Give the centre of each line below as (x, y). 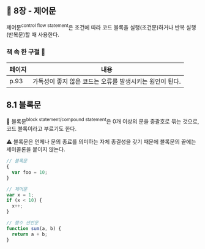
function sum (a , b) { (34, 228)
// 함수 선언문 (22, 223)
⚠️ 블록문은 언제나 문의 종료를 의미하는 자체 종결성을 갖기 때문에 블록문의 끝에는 (101, 142)
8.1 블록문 (24, 105)
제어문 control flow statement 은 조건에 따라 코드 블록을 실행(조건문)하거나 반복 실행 (101, 26)
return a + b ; (30, 234)
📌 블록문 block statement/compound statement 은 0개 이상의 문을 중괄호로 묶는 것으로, (103, 121)
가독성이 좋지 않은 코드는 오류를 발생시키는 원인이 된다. (107, 81)
